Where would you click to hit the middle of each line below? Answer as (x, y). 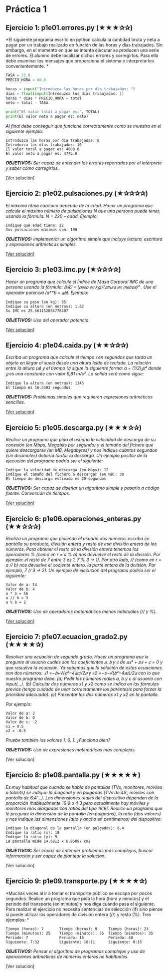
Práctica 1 (26, 9)
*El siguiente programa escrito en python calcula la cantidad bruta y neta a (83, 39)
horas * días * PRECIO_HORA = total (44, 98)
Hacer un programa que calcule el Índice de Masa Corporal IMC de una (80, 282)
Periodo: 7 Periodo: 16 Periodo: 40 (70, 938)
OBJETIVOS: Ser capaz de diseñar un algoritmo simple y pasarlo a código (83, 488)
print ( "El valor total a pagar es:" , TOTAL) (53, 112)
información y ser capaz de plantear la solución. (56, 856)
